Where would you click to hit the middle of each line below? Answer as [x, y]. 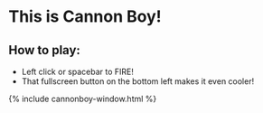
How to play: [44, 50]
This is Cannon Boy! [85, 17]
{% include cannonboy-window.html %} [83, 99]
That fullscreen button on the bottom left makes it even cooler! [138, 81]
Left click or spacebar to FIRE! [78, 71]
